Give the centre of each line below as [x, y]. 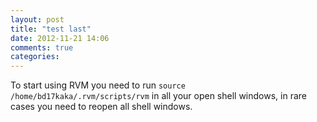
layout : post [37, 19]
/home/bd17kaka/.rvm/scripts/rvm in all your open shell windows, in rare [158, 96]
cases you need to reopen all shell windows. [101, 107]
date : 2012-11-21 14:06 [60, 38]
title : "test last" [51, 29]
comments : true [42, 47]
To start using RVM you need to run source [98, 85]
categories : [35, 57]
